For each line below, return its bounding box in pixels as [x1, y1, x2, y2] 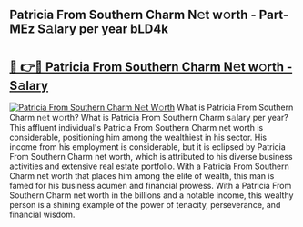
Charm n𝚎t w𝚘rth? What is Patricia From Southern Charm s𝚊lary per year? [9, 113, 288, 123]
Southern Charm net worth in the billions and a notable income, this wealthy [9, 190, 294, 201]
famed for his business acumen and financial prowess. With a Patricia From [9, 181, 292, 191]
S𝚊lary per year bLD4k [37, 22, 168, 37]
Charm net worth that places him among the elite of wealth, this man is [9, 171, 275, 181]
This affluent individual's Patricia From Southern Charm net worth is [9, 123, 264, 133]
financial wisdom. [9, 209, 76, 220]
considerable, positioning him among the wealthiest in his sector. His [9, 132, 267, 143]
